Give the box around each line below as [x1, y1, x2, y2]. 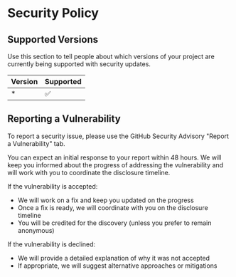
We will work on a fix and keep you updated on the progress [17, 196, 194, 204]
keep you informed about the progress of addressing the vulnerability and [7, 160, 224, 169]
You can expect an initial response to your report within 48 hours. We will [7, 153, 222, 162]
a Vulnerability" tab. [7, 139, 65, 147]
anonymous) [17, 226, 55, 234]
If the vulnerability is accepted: [7, 182, 98, 190]
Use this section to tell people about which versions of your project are [7, 52, 215, 61]
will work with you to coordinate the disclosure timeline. [7, 168, 171, 177]
